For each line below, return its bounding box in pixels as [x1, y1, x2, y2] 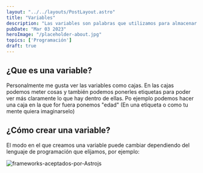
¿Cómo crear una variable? [6, 125, 111, 136]
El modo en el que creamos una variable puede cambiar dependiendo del [6, 141, 190, 149]
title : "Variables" [6, 15, 56, 21]
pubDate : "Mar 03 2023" [6, 26, 67, 32]
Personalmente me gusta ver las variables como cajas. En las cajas [6, 82, 174, 89]
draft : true [6, 43, 36, 49]
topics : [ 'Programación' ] [6, 37, 72, 43]
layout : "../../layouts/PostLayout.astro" [6, 9, 115, 15]
